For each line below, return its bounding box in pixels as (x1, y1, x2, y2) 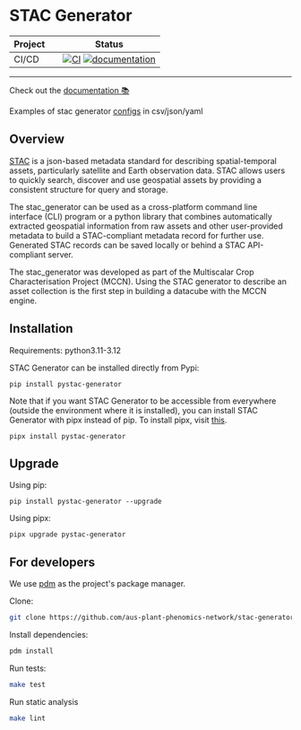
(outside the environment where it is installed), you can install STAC (9, 404, 258, 415)
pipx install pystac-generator (9, 431, 126, 440)
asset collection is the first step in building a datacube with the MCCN (9, 285, 267, 296)
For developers (9, 554, 96, 569)
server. (47, 248, 73, 260)
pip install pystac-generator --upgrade (9, 497, 163, 507)
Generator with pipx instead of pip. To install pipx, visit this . (9, 414, 228, 425)
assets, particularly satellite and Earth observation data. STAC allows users (9, 165, 286, 176)
